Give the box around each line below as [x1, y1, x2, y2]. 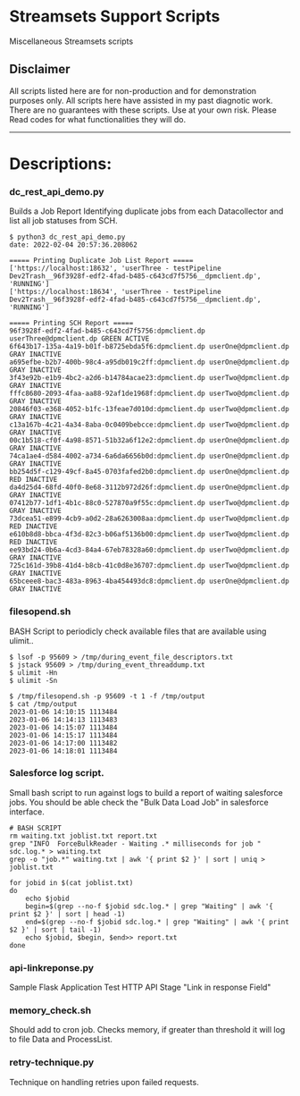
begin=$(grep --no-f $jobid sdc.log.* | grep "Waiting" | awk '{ [25, 901, 274, 911]
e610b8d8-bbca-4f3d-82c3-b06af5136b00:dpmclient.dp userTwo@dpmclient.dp [9, 530, 290, 539]
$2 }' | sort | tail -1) [9, 925, 102, 934]
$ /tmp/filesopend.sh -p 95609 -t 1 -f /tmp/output [9, 691, 205, 701]
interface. [9, 806, 45, 817]
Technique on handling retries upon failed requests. [9, 1076, 199, 1087]
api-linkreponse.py [9, 961, 95, 974]
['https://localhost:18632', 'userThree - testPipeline [9, 264, 221, 274]
